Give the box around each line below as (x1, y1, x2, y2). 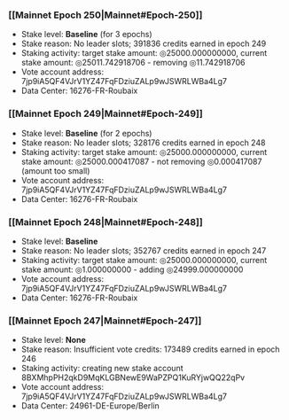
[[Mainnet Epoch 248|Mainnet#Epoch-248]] (8, 215, 203, 228)
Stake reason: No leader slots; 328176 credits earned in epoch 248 (20, 137, 266, 148)
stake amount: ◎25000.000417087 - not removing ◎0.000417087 (20, 156, 262, 167)
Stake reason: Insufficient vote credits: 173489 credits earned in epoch (20, 344, 280, 354)
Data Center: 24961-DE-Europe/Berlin (20, 401, 160, 411)
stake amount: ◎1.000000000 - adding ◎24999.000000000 (20, 264, 244, 275)
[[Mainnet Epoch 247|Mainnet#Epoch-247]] (8, 315, 202, 327)
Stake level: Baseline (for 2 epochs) (20, 128, 152, 138)
